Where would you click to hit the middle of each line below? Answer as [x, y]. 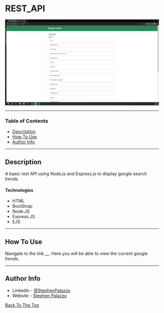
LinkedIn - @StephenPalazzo [41, 290]
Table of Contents [27, 121]
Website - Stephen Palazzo [39, 295]
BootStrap [22, 206]
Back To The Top [22, 305]
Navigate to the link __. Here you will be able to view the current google [76, 254]
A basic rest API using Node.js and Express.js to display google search [76, 174]
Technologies [19, 190]
